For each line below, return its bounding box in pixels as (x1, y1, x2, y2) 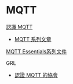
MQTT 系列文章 (14, 35, 52, 42)
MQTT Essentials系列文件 (6, 48, 67, 55)
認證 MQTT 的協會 (14, 71, 58, 78)
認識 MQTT (6, 23, 33, 30)
